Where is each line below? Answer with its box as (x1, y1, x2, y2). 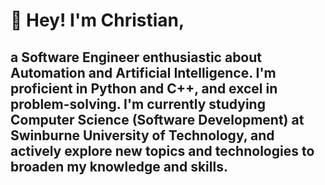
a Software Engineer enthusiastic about (10, 49, 263, 66)
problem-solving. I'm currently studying (10, 95, 266, 113)
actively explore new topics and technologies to (10, 142, 315, 159)
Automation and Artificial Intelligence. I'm (10, 64, 277, 81)
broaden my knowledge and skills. (10, 158, 228, 175)
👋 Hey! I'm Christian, (10, 9, 185, 32)
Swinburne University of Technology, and (10, 127, 275, 144)
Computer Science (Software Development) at (10, 111, 305, 128)
